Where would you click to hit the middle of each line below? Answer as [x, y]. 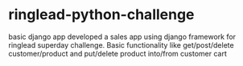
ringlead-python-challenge [101, 15]
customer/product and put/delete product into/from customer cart [118, 53]
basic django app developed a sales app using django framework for [122, 37]
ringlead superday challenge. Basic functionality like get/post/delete [121, 45]
